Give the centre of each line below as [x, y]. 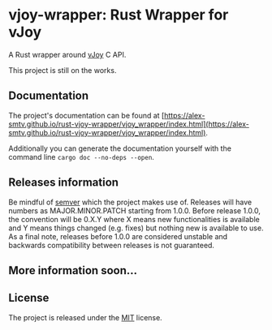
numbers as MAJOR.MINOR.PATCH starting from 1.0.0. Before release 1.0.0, [135, 210]
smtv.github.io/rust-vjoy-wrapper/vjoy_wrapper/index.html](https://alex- [129, 124]
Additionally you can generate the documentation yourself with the [120, 148]
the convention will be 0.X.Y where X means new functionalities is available [134, 219]
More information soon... [73, 270]
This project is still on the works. [63, 70]
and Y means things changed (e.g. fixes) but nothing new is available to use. [136, 228]
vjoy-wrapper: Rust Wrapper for [119, 15]
